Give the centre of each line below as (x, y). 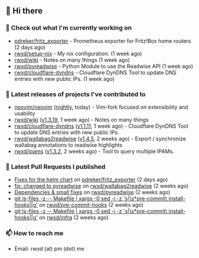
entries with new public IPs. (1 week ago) (64, 78)
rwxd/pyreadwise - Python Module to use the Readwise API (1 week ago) (104, 66)
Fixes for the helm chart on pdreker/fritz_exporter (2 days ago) (91, 180)
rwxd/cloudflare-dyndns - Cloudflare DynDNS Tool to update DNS (95, 73)
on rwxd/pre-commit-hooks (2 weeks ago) (91, 205)
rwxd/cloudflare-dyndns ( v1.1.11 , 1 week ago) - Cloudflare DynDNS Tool (101, 126)
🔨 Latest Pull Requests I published (55, 166)
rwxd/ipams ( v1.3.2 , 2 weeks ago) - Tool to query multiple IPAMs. (94, 151)
